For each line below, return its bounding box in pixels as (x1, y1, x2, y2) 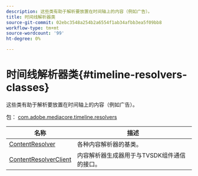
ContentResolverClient (9, 155, 72, 163)
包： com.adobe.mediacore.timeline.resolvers (6, 113, 117, 120)
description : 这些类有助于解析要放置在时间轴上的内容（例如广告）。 (6, 8, 153, 15)
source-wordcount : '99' (6, 31, 65, 36)
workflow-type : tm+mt (6, 25, 60, 31)
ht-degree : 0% (6, 36, 41, 42)
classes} (6, 81, 50, 94)
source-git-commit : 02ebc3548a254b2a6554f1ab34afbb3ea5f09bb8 (6, 19, 162, 25)
